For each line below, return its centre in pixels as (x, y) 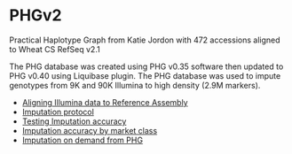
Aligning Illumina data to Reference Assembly (105, 102)
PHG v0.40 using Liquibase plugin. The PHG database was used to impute (145, 75)
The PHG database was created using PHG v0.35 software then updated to (146, 66)
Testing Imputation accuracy (74, 121)
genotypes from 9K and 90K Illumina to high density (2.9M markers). (135, 85)
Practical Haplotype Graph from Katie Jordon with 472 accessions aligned (145, 40)
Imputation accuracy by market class (90, 130)
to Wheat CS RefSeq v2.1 (55, 49)
